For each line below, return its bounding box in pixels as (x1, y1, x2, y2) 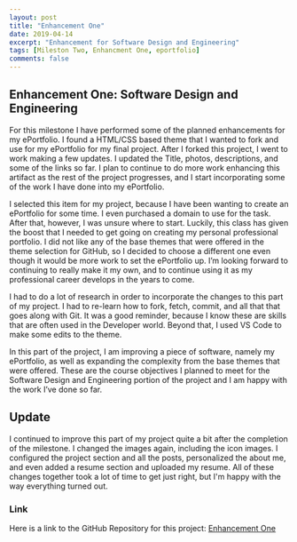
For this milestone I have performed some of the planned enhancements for (9, 124, 285, 135)
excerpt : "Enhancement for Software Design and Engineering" (9, 37, 240, 47)
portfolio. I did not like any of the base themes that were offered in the (9, 236, 264, 247)
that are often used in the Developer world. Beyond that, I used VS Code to (9, 319, 282, 330)
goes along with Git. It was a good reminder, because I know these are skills (9, 310, 286, 321)
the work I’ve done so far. (9, 384, 103, 395)
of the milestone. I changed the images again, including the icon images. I (9, 442, 278, 453)
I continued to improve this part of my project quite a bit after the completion (9, 433, 288, 444)
